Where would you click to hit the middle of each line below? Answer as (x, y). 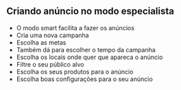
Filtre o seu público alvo (50, 64)
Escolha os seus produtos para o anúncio (75, 71)
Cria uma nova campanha (53, 35)
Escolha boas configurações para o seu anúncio (85, 79)
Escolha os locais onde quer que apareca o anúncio (89, 57)
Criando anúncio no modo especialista (90, 11)
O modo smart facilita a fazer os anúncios (75, 27)
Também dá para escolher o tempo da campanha (86, 49)
